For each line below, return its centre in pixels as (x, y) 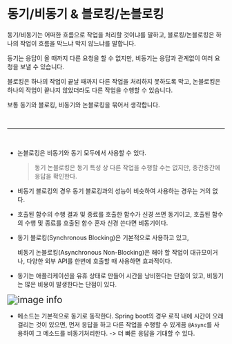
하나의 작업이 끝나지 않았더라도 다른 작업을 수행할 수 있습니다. (90, 90)
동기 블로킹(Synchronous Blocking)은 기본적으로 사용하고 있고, (103, 237)
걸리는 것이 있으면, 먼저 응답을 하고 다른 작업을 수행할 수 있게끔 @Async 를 (115, 324)
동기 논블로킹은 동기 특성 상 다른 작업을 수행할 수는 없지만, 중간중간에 (127, 168)
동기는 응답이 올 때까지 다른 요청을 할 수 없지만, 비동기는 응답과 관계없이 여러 (110, 58)
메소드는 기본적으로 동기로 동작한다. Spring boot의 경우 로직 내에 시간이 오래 (120, 316)
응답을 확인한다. (56, 176)
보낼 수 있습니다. (42, 66)
